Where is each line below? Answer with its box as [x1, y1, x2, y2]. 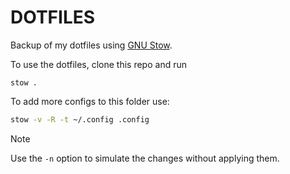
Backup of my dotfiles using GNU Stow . [10, 39, 173, 51]
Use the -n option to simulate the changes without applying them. [10, 152, 280, 164]
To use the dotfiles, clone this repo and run [10, 58, 187, 70]
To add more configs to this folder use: [10, 95, 170, 107]
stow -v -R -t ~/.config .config [10, 114, 150, 125]
